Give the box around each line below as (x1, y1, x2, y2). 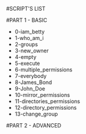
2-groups (14, 41, 39, 48)
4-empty (14, 54, 37, 60)
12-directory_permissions (14, 104, 77, 111)
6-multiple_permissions (14, 66, 73, 73)
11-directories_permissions (14, 98, 80, 105)
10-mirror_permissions (14, 92, 70, 98)
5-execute (14, 60, 40, 67)
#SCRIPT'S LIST (6, 5, 46, 12)
